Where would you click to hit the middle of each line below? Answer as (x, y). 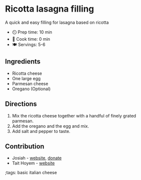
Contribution (25, 146)
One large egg (26, 78)
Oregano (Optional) (31, 89)
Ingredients (23, 62)
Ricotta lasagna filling (50, 9)
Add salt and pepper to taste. (41, 131)
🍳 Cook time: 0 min (31, 39)
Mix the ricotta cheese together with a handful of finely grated (74, 115)
